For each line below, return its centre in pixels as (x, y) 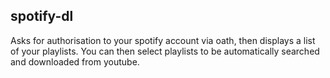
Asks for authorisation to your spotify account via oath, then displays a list (163, 40)
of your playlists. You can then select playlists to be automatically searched (165, 51)
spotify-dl (42, 16)
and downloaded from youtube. (75, 61)
